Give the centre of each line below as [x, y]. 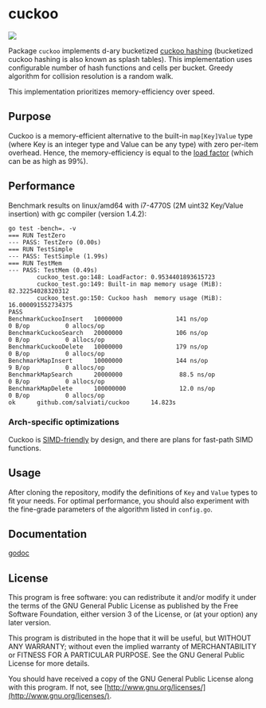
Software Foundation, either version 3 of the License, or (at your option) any [133, 614]
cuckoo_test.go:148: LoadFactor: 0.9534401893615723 [126, 277]
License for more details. [49, 663]
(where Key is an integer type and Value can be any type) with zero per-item [133, 144]
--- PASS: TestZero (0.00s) [55, 242]
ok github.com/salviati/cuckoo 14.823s [92, 403]
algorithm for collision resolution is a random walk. [91, 76]
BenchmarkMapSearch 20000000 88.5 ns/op [112, 375]
